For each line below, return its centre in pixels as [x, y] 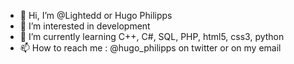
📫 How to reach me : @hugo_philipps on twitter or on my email [150, 48]
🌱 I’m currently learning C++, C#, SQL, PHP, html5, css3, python [152, 36]
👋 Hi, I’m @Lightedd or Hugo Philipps [96, 15]
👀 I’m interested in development [85, 26]
